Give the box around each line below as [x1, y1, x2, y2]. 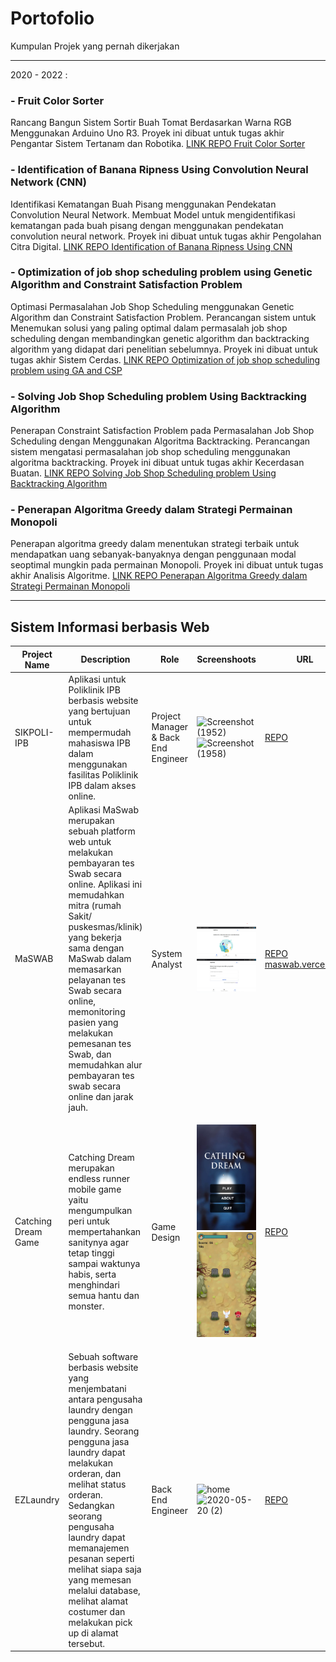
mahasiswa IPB [68, 737, 131, 749]
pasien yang [68, 1017, 119, 1029]
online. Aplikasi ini [68, 878, 143, 891]
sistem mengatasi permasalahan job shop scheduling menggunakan [10, 446, 291, 458]
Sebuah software [68, 1350, 139, 1362]
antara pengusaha [68, 1393, 143, 1405]
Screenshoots [196, 653, 257, 666]
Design [151, 1231, 181, 1243]
